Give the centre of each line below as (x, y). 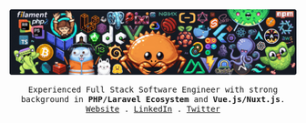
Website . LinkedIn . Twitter (153, 109)
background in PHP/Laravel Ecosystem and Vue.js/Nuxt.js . (153, 99)
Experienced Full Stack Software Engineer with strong (153, 89)
